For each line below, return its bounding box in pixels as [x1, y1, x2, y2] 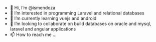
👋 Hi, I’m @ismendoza [10, 5, 56, 10]
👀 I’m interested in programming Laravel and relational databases [10, 10, 144, 16]
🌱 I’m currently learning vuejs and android [10, 15, 97, 21]
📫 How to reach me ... [10, 31, 57, 37]
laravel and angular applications [10, 26, 76, 32]
